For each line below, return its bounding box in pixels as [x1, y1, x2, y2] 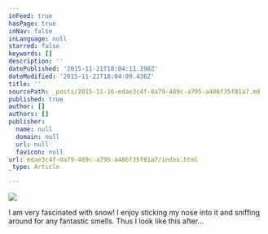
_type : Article [8, 163, 60, 171]
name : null [15, 125, 53, 133]
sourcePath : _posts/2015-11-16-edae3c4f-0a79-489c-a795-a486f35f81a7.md [8, 87, 261, 96]
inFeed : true [8, 11, 53, 20]
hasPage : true [8, 19, 57, 28]
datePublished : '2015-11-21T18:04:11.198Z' [8, 65, 159, 73]
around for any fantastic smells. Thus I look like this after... [8, 216, 204, 226]
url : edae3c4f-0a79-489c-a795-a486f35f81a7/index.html [8, 155, 199, 163]
